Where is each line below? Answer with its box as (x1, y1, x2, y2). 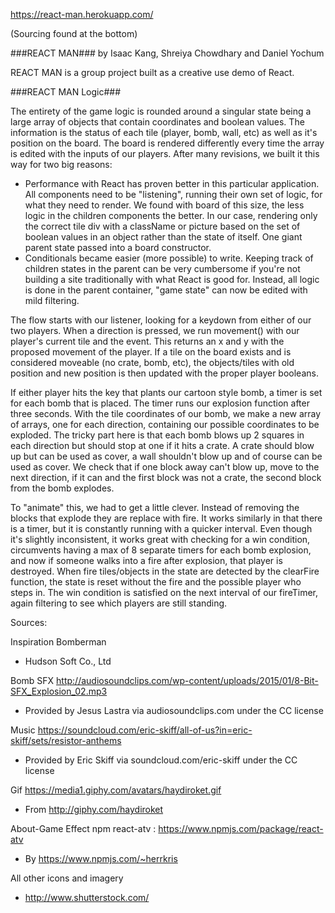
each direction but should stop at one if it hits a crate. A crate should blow (10, 440, 315, 451)
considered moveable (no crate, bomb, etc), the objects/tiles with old (10, 357, 295, 368)
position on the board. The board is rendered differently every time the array (10, 137, 325, 149)
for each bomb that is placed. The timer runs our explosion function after (10, 397, 310, 409)
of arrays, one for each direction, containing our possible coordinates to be (10, 419, 320, 430)
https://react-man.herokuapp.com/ (10, 9, 154, 20)
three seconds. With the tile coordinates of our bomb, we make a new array (10, 408, 322, 419)
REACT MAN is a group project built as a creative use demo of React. (10, 67, 295, 78)
